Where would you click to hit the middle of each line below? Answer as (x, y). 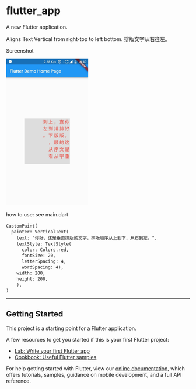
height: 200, (32, 279)
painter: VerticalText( (40, 232)
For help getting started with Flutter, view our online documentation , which (96, 368)
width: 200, (31, 273)
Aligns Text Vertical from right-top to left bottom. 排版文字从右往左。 (88, 39)
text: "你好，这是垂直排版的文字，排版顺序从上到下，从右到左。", (87, 238)
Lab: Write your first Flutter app (52, 351)
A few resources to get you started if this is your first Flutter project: (87, 339)
